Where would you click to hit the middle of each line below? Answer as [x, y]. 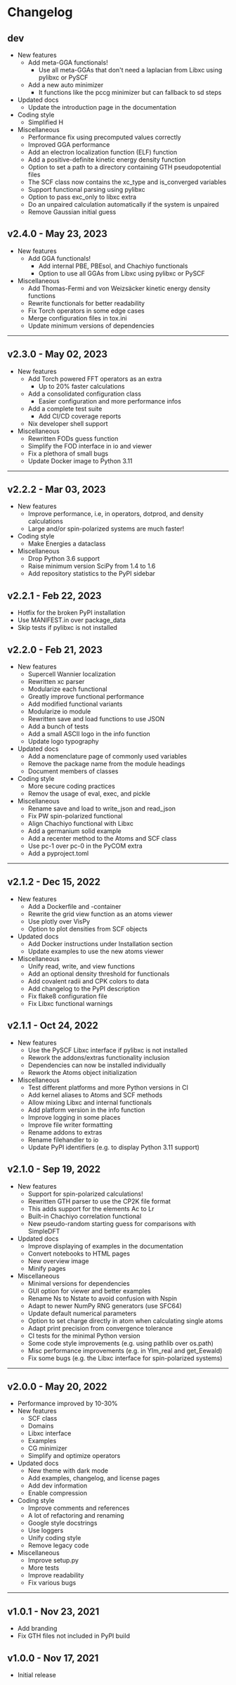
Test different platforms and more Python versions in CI [108, 1087]
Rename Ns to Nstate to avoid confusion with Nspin [103, 1298]
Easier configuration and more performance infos [110, 401]
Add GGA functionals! [59, 258]
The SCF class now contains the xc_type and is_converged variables [127, 182]
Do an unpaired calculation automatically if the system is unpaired [123, 204]
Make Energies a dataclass [67, 544]
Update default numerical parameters [82, 1313]
